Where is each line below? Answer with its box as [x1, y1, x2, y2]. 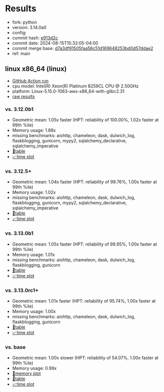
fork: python [12, 19, 38, 25]
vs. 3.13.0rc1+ [5, 287, 39, 294]
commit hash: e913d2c [12, 35, 58, 41]
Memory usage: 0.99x [12, 365, 57, 371]
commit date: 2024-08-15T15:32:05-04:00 [12, 40, 99, 46]
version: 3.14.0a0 [12, 24, 47, 30]
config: [12, 29, 27, 35]
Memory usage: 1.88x [12, 127, 56, 133]
